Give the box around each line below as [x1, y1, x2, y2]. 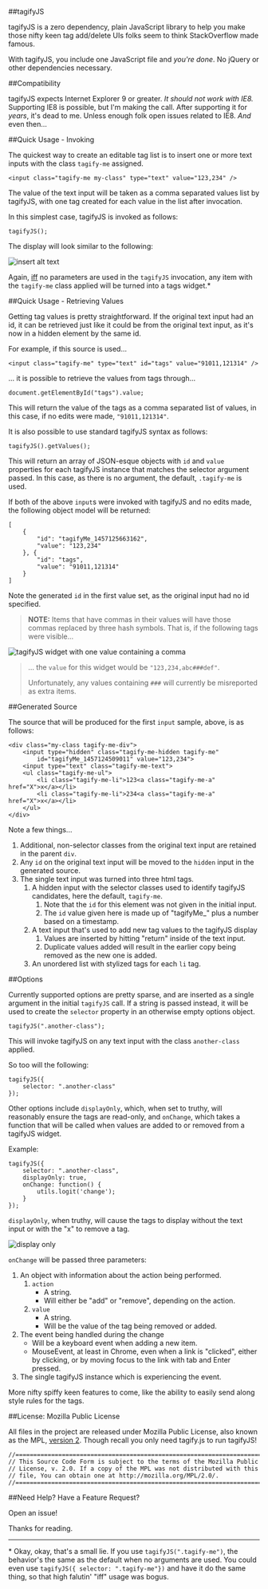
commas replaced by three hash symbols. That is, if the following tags [27, 623, 258, 632]
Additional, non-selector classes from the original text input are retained [19, 840, 257, 850]
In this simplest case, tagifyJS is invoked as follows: [8, 212, 179, 222]
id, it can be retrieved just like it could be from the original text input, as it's [8, 321, 254, 329]
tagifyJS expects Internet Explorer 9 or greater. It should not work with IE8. [8, 94, 254, 103]
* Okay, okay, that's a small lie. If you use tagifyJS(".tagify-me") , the [8, 1547, 238, 1556]
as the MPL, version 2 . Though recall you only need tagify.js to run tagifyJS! [8, 1435, 258, 1445]
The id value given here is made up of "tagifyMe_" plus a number [43, 908, 259, 918]
